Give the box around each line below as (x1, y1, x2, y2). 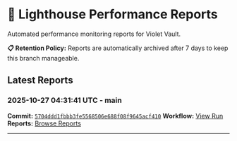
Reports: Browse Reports (7, 119, 81, 128)
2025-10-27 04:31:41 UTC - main (7, 95, 122, 105)
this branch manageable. (7, 54, 80, 62)
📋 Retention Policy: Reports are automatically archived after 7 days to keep (7, 44, 229, 52)
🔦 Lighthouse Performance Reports (7, 6, 219, 23)
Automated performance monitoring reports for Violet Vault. (7, 30, 181, 38)
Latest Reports (7, 74, 73, 87)
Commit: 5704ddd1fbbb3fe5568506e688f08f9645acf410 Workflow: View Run (7, 111, 224, 120)
